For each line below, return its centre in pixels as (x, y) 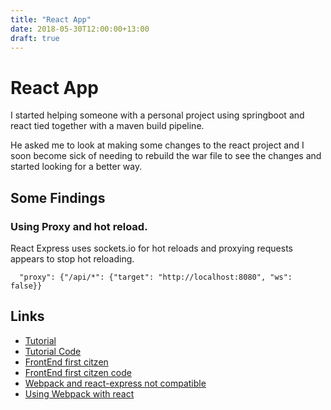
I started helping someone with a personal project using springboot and (157, 115)
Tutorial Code (53, 351)
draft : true (35, 38)
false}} (26, 286)
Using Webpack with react (79, 393)
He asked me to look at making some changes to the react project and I (157, 145)
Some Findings (58, 197)
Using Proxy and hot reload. (79, 226)
